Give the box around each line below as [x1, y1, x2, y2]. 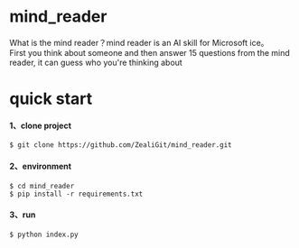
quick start [9, 88, 93, 109]
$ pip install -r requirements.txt [9, 189, 144, 198]
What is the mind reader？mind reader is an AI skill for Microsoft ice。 [9, 37, 269, 48]
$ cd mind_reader [9, 181, 75, 190]
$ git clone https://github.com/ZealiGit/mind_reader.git [9, 141, 232, 150]
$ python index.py [9, 230, 79, 239]
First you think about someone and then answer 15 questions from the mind [9, 47, 291, 58]
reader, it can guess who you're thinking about [9, 57, 182, 68]
